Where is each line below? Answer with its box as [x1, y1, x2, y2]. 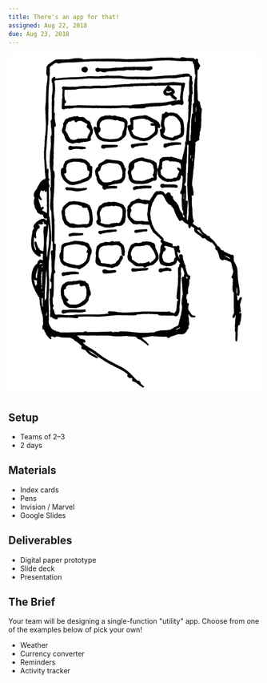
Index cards [19, 485, 59, 495]
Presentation [19, 572, 62, 581]
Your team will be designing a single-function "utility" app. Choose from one [8, 616, 260, 626]
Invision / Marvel [19, 502, 75, 511]
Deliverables [8, 534, 73, 548]
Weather [19, 641, 49, 650]
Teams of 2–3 [19, 431, 66, 441]
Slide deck [19, 564, 55, 573]
